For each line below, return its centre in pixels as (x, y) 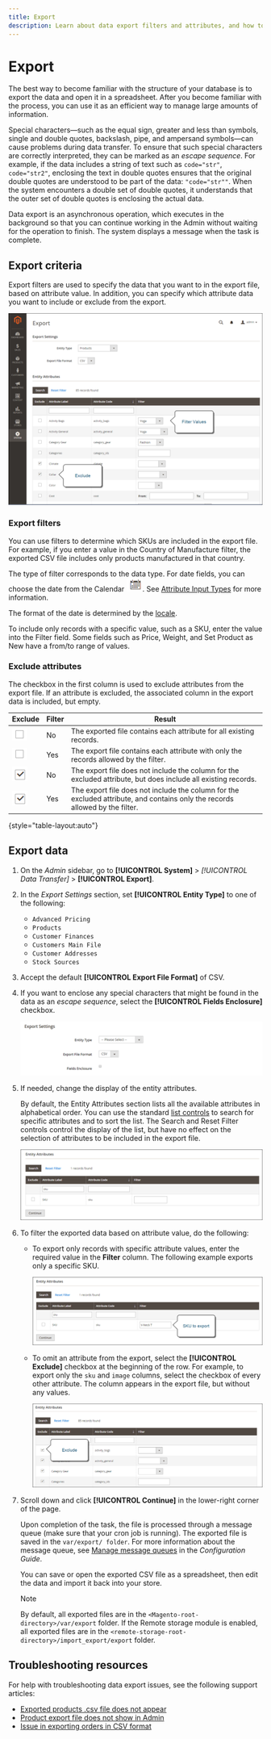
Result (165, 719)
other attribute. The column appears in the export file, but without (141, 1383)
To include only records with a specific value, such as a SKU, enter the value (135, 629)
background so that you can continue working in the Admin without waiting (133, 223)
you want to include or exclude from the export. (88, 302)
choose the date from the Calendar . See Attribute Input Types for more (135, 588)
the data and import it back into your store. (91, 1583)
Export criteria (45, 265)
